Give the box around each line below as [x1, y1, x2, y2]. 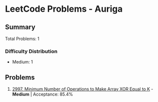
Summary [5, 23, 36, 31]
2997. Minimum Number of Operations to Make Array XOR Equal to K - [12, 86, 154, 92]
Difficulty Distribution [5, 48, 58, 55]
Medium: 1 [12, 59, 33, 65]
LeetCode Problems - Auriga [5, 3, 123, 15]
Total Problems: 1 [5, 36, 39, 41]
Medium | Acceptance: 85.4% [12, 91, 73, 97]
